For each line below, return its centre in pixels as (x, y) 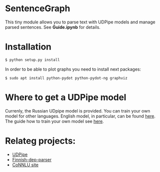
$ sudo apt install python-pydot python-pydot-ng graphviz (66, 78)
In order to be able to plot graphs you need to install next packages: (73, 69)
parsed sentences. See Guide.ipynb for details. (53, 27)
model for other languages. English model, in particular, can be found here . (80, 116)
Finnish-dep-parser (32, 159)
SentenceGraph (38, 9)
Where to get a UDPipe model (66, 97)
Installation (28, 47)
